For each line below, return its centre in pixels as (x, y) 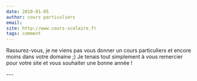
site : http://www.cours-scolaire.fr (51, 28)
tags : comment (24, 34)
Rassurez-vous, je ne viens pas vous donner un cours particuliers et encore (99, 50)
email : (14, 22)
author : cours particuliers (41, 17)
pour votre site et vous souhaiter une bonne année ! (69, 63)
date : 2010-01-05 (28, 12)
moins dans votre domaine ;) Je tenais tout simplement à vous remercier (94, 57)
